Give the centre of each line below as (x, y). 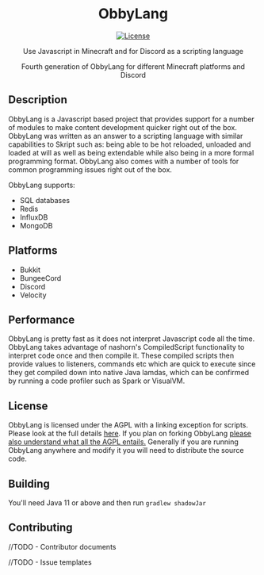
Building (29, 483)
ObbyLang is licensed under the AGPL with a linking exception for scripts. (128, 425)
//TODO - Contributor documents (62, 546)
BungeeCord (40, 278)
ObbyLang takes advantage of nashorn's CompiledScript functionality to (126, 347)
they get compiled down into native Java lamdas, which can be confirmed (129, 373)
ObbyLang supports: (42, 185)
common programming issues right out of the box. (90, 169)
